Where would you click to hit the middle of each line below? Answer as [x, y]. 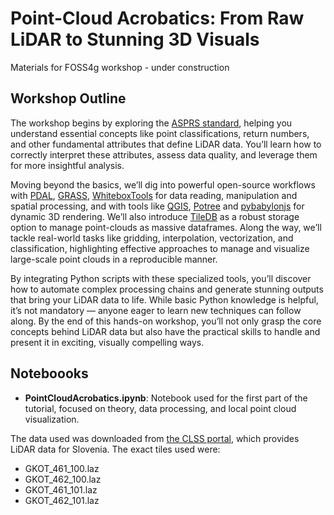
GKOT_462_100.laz [63, 479]
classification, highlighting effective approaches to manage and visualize [160, 248]
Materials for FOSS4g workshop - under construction [120, 67]
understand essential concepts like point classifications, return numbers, [160, 133]
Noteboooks [49, 373]
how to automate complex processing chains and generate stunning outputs [167, 289]
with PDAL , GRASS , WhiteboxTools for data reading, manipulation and [154, 195]
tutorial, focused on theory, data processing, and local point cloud [160, 408]
